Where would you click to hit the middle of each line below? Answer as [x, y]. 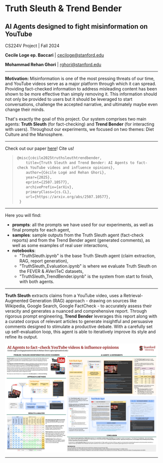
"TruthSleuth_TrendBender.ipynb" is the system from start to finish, [86, 276]
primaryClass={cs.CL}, [49, 192]
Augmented [17, 301]
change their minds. [25, 109]
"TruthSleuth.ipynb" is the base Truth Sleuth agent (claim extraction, [88, 256]
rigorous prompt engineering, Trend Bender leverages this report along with [81, 316]
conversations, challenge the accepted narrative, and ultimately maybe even [81, 104]
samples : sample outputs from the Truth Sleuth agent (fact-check [78, 235]
